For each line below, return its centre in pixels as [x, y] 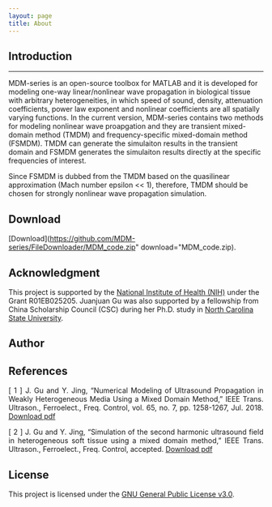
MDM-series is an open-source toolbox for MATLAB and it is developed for [133, 83]
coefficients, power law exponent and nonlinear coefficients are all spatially [134, 109]
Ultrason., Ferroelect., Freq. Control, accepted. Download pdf [110, 449]
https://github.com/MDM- [93, 239]
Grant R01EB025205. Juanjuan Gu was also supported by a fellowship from [134, 300]
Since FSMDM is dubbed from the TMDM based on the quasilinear [119, 177]
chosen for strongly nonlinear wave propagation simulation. [108, 194]
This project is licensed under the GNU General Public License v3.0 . [121, 494]
